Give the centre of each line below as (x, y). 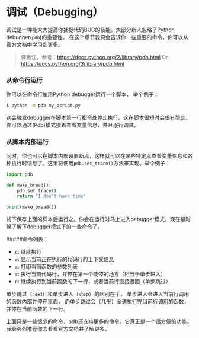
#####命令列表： (28, 239)
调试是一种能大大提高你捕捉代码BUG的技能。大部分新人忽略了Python (90, 30)
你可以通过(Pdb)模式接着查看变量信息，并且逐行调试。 (73, 125)
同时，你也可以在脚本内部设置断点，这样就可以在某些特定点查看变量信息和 (97, 156)
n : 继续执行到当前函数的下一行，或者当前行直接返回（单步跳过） (93, 281)
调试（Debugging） (55, 12)
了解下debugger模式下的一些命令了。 (57, 227)
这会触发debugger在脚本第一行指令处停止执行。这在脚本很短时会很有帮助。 (99, 118)
